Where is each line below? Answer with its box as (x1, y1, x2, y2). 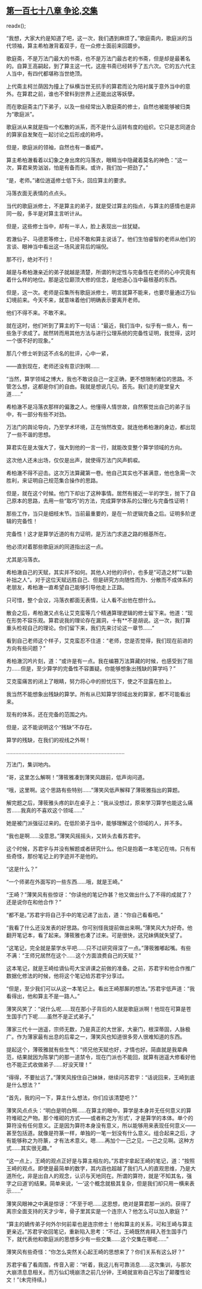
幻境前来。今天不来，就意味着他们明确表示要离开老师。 (6, 296, 143, 303)
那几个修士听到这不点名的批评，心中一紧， (6, 350, 112, 357)
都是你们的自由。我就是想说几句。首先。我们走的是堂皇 (37, 383, 175, 390)
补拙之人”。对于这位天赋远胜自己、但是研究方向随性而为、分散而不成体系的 (6, 576, 194, 583)
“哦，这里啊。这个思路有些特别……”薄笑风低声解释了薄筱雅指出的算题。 (6, 786, 183, 793)
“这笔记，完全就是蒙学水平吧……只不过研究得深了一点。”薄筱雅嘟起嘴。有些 (6, 944, 191, 951)
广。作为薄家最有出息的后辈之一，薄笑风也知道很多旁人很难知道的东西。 (6, 1033, 185, 1040)
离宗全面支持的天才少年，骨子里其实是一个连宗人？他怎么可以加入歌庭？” (6, 1207, 188, 1214)
